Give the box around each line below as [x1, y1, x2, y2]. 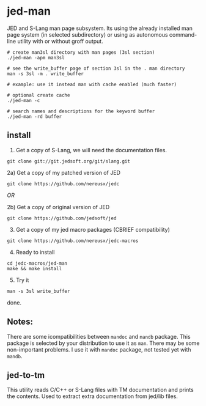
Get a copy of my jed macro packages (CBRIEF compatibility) [15, 226, 170, 233]
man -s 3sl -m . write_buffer [7, 70, 84, 77]
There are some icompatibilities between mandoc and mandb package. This [7, 333, 191, 340]
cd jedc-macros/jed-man [7, 260, 68, 267]
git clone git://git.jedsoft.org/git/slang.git [7, 158, 131, 164]
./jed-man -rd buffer [7, 113, 62, 120]
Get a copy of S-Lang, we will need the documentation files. [15, 146, 167, 153]
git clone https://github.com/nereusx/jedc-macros [7, 237, 139, 244]
